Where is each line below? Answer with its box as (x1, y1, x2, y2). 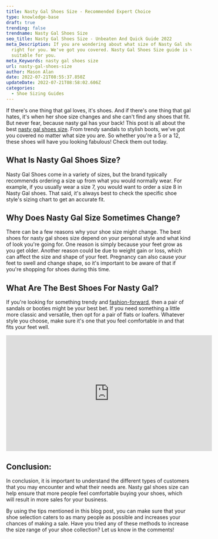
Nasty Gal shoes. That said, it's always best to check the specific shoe (6, 189, 177, 197)
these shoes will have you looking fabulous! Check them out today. (6, 138, 168, 145)
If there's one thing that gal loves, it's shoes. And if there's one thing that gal (6, 107, 191, 114)
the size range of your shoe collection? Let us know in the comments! (6, 526, 175, 533)
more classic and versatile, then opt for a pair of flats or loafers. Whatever (6, 311, 185, 318)
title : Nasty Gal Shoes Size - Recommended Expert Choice (6, 8, 151, 15)
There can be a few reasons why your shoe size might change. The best (6, 228, 181, 235)
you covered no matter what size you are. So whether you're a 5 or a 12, (6, 132, 180, 139)
